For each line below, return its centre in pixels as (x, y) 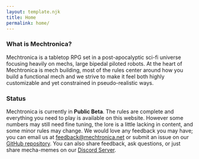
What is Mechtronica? (39, 44)
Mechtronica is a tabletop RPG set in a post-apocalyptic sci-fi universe (94, 57)
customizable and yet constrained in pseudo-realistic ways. (80, 83)
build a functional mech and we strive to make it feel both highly (85, 76)
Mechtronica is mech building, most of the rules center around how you (95, 70)
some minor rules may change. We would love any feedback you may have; (100, 131)
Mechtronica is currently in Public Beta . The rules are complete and (90, 111)
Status (16, 98)
